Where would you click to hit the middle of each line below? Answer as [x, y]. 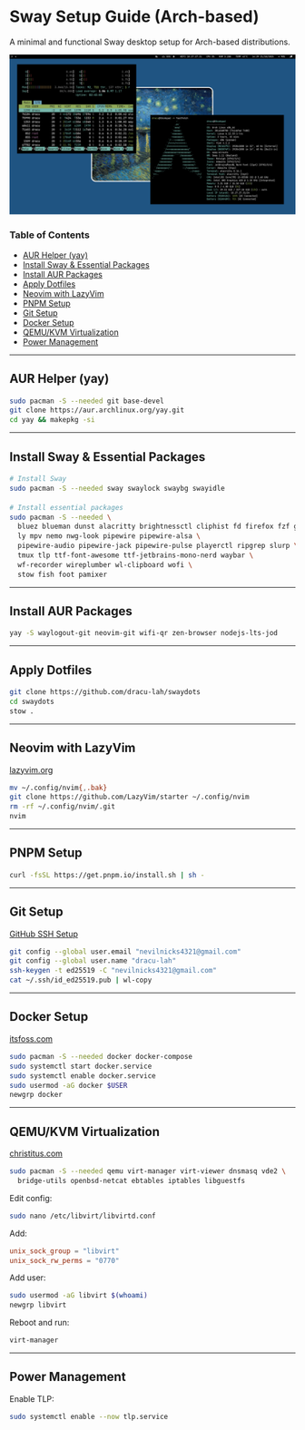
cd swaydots [32, 701]
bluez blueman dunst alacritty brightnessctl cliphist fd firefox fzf [154, 527]
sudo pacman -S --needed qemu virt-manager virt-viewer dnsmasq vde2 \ [148, 1171]
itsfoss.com [31, 1038]
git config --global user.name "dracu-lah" [93, 961]
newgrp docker [36, 1095]
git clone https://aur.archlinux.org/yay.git [97, 410]
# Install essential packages [67, 507]
